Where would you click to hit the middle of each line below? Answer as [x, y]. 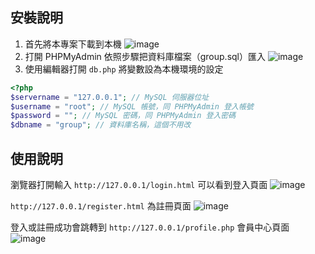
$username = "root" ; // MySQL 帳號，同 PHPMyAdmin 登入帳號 [132, 106]
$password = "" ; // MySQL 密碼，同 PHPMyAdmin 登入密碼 [123, 116]
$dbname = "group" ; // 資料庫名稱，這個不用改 [101, 125]
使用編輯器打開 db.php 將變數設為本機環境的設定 [124, 69]
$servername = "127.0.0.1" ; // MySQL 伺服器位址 [110, 97]
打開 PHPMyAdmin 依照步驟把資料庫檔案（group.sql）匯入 [145, 56]
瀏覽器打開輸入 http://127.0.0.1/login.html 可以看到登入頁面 [139, 184]
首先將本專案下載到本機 [73, 44]
